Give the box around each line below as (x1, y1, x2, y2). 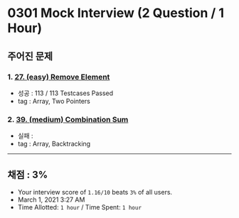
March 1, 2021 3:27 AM (17, 195, 85, 204)
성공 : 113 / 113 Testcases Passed (17, 89, 114, 97)
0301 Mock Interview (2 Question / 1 (7, 5, 225, 21)
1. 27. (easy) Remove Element (7, 72, 110, 82)
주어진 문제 (7, 50, 53, 62)
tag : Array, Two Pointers (17, 97, 90, 105)
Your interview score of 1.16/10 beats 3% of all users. (17, 187, 173, 196)
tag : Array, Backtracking (17, 140, 91, 148)
